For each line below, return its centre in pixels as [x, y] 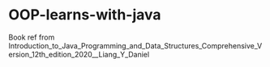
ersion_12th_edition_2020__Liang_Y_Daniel [79, 54]
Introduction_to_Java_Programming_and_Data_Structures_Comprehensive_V [135, 45]
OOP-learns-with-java [85, 15]
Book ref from [32, 37]
